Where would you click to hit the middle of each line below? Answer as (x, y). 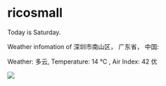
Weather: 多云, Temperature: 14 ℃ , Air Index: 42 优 (82, 62)
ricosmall (35, 13)
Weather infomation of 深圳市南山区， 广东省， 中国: (83, 46)
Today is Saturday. (34, 32)
